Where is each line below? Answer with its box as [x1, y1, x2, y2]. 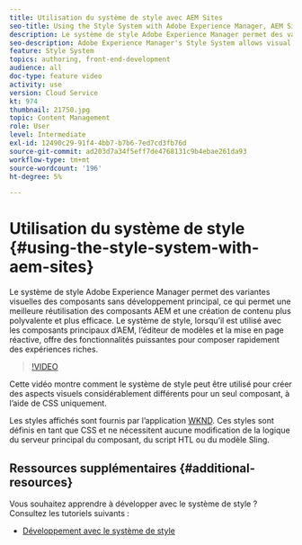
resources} [9, 474, 74, 490]
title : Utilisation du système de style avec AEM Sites [9, 13, 223, 22]
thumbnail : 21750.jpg [9, 105, 91, 114]
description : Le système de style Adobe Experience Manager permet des [9, 30, 283, 39]
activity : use [9, 80, 63, 89]
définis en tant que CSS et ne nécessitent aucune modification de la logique [9, 424, 290, 436]
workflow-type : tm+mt [9, 155, 91, 165]
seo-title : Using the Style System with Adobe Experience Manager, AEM [9, 22, 283, 31]
